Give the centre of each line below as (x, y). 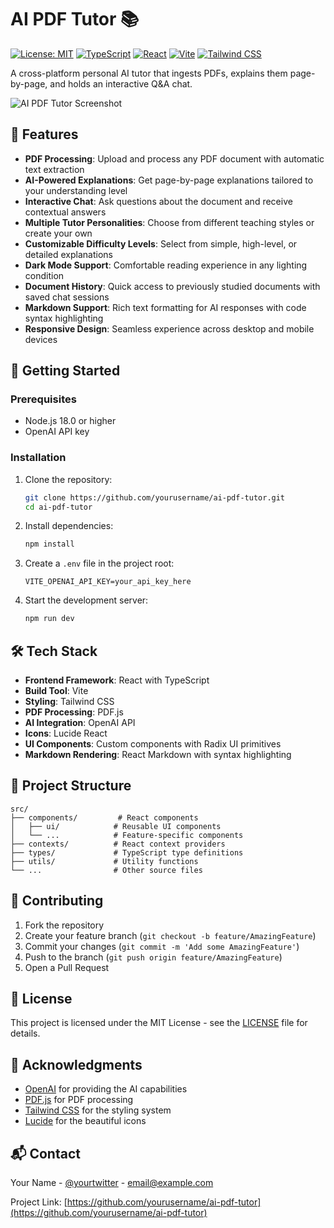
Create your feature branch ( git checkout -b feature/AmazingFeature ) (170, 935)
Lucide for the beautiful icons (85, 1121)
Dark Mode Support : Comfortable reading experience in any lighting (166, 265)
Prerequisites (43, 399)
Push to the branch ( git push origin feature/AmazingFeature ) (153, 957)
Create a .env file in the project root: (99, 563)
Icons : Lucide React (66, 733)
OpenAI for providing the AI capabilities (106, 1089)
